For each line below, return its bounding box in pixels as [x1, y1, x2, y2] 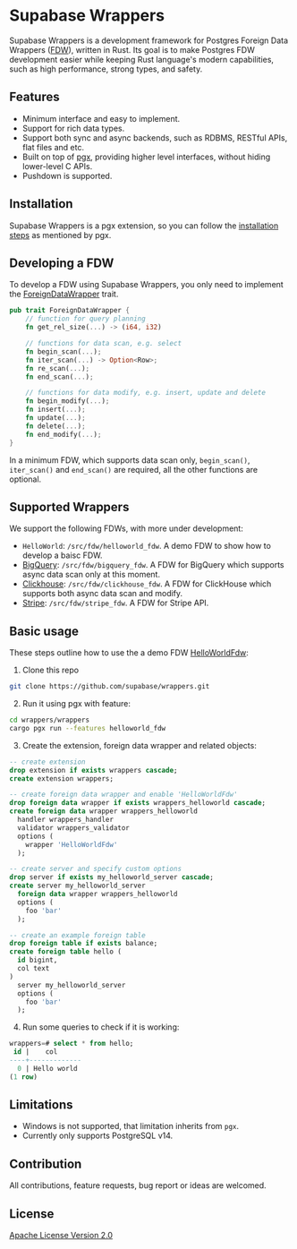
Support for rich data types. [21, 123, 125, 133]
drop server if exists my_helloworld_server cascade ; [9, 873, 215, 882]
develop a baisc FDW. [21, 550, 103, 560]
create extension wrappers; [9, 774, 115, 783]
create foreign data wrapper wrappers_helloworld [9, 807, 199, 816]
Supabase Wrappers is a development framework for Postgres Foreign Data [9, 35, 289, 46]
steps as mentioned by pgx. [9, 229, 112, 240]
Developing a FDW [9, 255, 115, 270]
